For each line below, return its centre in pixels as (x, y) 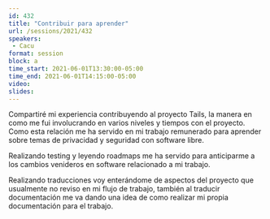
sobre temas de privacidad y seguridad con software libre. (107, 140)
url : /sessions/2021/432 (50, 31)
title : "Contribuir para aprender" (69, 24)
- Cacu (23, 46)
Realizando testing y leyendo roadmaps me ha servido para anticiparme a (132, 156)
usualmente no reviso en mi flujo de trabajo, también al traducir (114, 189)
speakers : (25, 39)
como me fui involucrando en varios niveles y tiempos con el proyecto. (127, 123)
